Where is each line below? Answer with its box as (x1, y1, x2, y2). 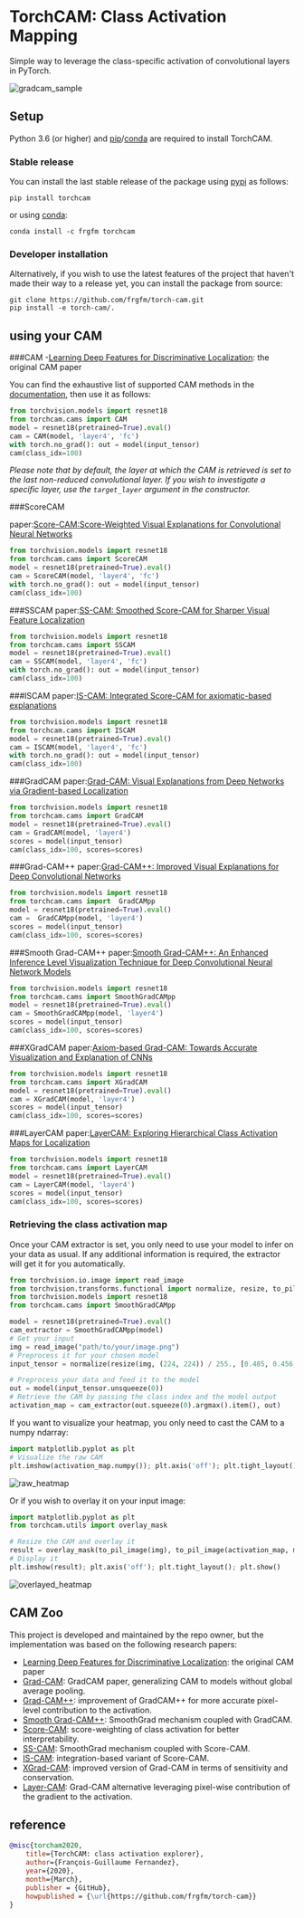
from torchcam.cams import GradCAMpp (9, 897, 156, 906)
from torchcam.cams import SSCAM (9, 640, 136, 649)
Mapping (9, 25, 79, 46)
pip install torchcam (9, 194, 91, 203)
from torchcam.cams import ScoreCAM (9, 555, 147, 564)
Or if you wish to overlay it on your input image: (9, 1495, 186, 1506)
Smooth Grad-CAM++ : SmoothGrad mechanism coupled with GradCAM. (22, 1713, 293, 1725)
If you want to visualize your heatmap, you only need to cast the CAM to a (9, 1417, 285, 1427)
